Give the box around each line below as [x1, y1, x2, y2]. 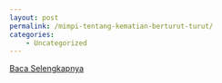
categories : [9, 30, 55, 39]
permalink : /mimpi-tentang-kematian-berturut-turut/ [9, 22, 214, 31]
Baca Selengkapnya [9, 63, 85, 74]
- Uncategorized [25, 38, 88, 48]
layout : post [9, 13, 59, 23]
